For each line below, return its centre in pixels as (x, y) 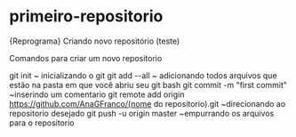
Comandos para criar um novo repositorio (86, 58)
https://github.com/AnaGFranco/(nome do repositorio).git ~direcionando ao (148, 103)
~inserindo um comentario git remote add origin (97, 94)
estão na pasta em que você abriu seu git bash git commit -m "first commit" (148, 85)
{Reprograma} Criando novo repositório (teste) (95, 41)
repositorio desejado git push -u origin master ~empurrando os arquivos (142, 113)
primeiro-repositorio (86, 16)
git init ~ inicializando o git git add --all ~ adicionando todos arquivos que (143, 75)
